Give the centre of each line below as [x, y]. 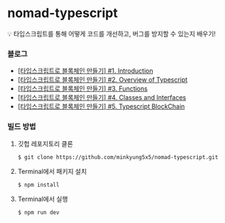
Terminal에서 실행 [43, 199]
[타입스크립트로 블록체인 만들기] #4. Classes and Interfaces [102, 98]
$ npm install [38, 185]
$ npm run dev [38, 212]
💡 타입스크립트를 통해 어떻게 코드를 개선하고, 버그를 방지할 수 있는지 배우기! [112, 33]
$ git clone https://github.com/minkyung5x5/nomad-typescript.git [118, 157]
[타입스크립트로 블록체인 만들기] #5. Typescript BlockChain [101, 107]
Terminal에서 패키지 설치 [52, 171]
